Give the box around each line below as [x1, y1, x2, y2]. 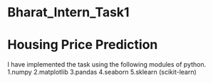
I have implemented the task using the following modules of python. [7, 60, 207, 69]
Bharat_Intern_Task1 [7, 4, 130, 21]
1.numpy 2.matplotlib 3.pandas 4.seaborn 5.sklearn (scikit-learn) [7, 68, 197, 77]
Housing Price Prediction [7, 37, 158, 53]
